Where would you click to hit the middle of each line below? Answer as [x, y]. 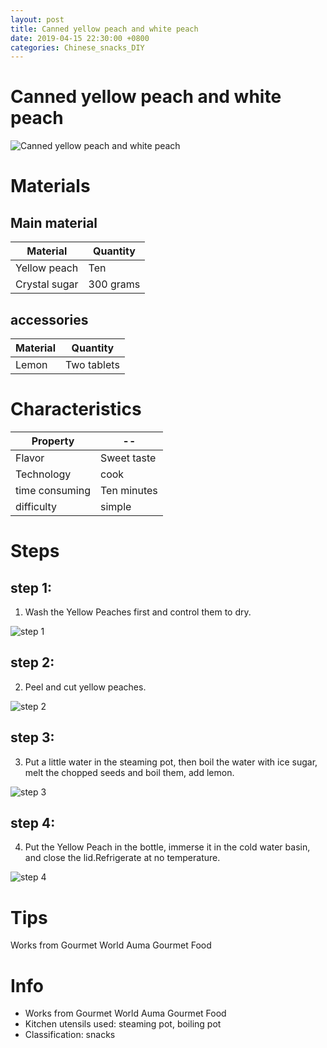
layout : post [37, 19]
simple [116, 506]
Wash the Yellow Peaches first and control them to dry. [138, 612]
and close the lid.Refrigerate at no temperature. [122, 858]
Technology [43, 474]
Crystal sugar [47, 284]
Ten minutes [129, 490]
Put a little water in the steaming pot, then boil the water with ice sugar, [171, 762]
